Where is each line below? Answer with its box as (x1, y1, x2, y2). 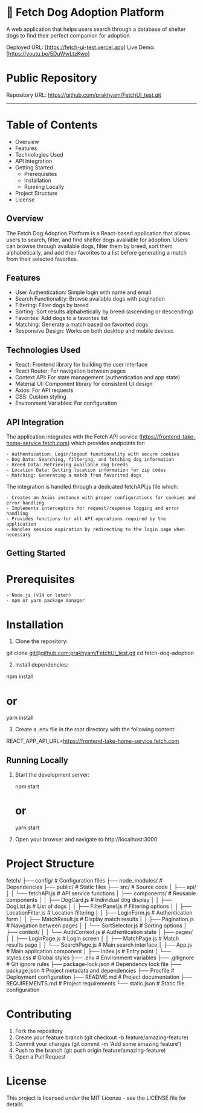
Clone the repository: (14, 638, 68, 645)
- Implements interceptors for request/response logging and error (6, 505, 180, 512)
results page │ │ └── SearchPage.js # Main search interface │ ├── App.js (6, 941, 192, 948)
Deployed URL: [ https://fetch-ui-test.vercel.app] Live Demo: (6, 44, 155, 51)
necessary (6, 532, 31, 538)
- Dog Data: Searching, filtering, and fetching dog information (6, 457, 174, 463)
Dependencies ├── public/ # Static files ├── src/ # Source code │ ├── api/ (6, 883, 196, 890)
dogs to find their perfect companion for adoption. (6, 31, 132, 39)
